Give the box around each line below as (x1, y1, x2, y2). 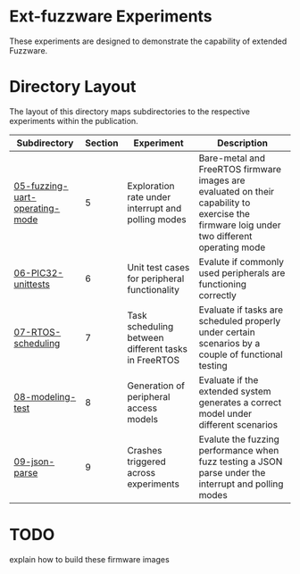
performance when (198, 444, 279, 456)
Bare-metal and (198, 152, 266, 164)
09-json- (13, 455, 55, 468)
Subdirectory (16, 137, 74, 149)
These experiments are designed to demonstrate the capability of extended (9, 36, 287, 46)
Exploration (127, 179, 175, 192)
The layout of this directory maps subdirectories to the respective (9, 105, 250, 117)
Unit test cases (127, 261, 190, 273)
